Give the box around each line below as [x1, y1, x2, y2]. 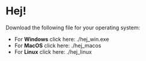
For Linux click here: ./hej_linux [14, 48, 93, 55]
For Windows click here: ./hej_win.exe [14, 35, 109, 42]
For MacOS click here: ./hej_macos [14, 42, 102, 49]
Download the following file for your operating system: [5, 24, 141, 31]
